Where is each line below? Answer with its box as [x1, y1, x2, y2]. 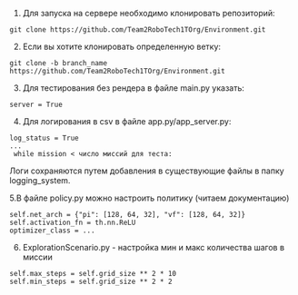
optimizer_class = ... [9, 226, 95, 235]
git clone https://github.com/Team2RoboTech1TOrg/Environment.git [9, 25, 266, 34]
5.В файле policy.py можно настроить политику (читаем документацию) [9, 192, 290, 203]
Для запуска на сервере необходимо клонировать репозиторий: [22, 8, 275, 18]
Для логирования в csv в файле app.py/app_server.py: [22, 116, 232, 126]
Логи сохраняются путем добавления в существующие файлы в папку [9, 165, 284, 176]
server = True [9, 100, 64, 109]
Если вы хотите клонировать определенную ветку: [22, 41, 221, 52]
